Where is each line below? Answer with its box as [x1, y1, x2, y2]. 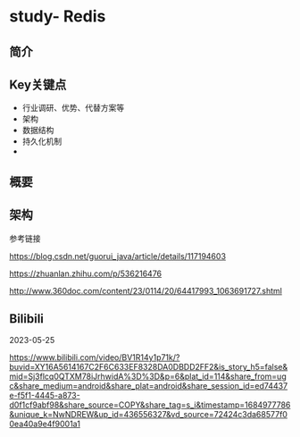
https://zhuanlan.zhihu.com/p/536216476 [9, 268, 162, 279]
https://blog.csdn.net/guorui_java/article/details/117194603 [9, 250, 226, 261]
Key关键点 [9, 77, 67, 92]
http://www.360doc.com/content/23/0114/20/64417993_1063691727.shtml [9, 285, 283, 296]
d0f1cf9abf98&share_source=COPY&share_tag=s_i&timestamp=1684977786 [9, 399, 291, 410]
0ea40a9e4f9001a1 [9, 418, 80, 430]
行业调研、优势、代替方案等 [21, 103, 125, 113]
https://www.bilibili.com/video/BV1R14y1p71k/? [9, 352, 180, 363]
